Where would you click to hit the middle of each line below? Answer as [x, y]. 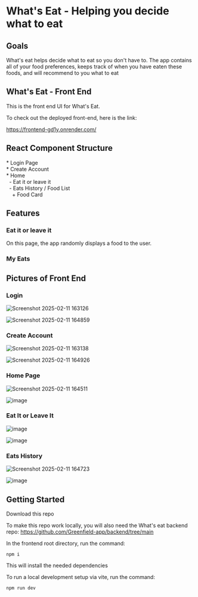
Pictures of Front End [46, 278]
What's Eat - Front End [49, 92]
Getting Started [35, 499]
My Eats [18, 259]
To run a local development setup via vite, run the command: [81, 577]
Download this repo [30, 514]
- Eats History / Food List [39, 188]
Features [23, 213]
